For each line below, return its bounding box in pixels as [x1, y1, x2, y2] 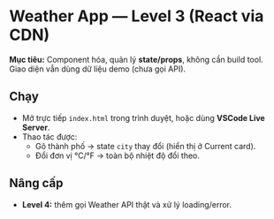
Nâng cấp [9, 176, 64, 191]
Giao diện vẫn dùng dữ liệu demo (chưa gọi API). [9, 64, 186, 74]
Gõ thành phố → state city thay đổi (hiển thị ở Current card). [34, 140, 256, 151]
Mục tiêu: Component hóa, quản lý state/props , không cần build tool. [9, 54, 263, 64]
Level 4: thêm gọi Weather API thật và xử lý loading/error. [21, 199, 232, 209]
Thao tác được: [21, 131, 78, 142]
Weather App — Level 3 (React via [9, 6, 264, 26]
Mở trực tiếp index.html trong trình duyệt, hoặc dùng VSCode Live [21, 112, 265, 123]
